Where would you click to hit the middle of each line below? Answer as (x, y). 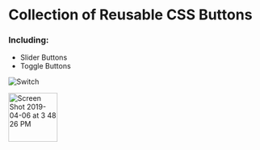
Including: (29, 40)
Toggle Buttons (45, 66)
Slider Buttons (44, 57)
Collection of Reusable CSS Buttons (130, 15)
